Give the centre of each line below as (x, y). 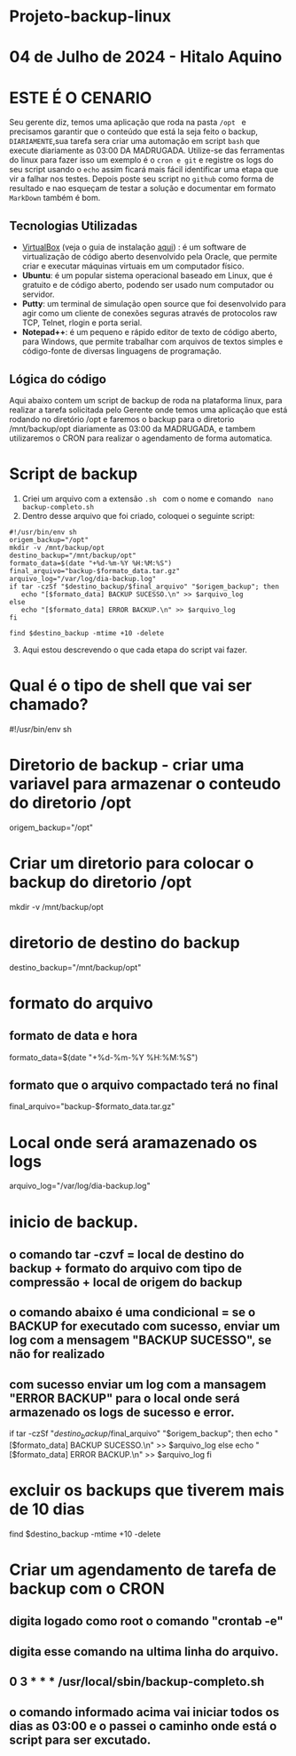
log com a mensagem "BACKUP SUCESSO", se (140, 1341)
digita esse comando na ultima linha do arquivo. (144, 1652)
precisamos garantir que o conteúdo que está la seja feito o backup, (134, 132)
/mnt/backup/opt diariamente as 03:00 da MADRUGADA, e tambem (132, 428)
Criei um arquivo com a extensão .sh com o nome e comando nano (148, 499)
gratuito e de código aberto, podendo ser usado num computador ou (148, 285)
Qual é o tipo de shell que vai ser (131, 686)
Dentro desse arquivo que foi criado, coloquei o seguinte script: (138, 515)
